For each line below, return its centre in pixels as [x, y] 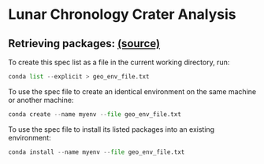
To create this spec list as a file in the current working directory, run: [119, 62]
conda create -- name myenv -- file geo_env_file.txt [95, 114]
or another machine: [41, 100]
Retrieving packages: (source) [84, 44]
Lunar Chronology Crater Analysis [122, 15]
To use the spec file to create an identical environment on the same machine [132, 91]
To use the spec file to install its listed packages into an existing [112, 129]
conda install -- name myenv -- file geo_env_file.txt [97, 152]
